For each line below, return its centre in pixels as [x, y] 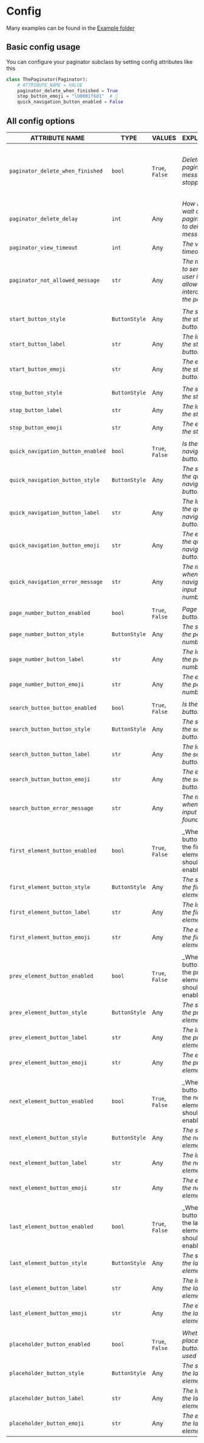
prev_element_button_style [48, 1012]
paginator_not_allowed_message [55, 280]
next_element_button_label [48, 1163]
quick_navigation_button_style [55, 480]
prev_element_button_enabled [51, 976]
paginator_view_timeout [44, 248]
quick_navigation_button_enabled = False [70, 102]
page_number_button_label [47, 659]
